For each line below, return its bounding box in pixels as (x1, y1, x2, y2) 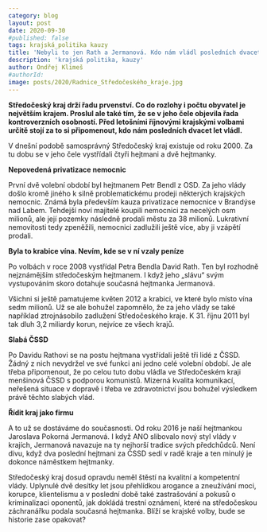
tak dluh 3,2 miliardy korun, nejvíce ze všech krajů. (8, 319, 175, 328)
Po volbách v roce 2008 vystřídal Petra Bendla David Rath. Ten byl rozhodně (8, 262, 259, 271)
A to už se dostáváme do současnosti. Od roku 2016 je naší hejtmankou (8, 423, 242, 433)
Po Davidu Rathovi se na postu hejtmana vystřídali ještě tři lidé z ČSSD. (8, 350, 241, 359)
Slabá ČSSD (8, 335, 49, 344)
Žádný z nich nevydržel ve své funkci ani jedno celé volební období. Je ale (8, 359, 252, 368)
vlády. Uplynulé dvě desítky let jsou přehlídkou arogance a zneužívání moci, (8, 480, 257, 490)
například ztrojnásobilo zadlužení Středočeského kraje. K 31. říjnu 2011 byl (8, 311, 250, 320)
